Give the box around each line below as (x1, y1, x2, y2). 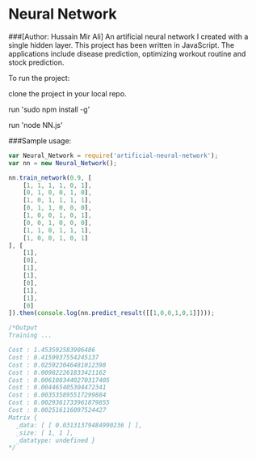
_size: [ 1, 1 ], (15, 428, 74, 437)
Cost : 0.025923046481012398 (8, 361, 107, 369)
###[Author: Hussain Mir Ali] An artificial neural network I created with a (8, 32, 249, 41)
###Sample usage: (8, 135, 72, 146)
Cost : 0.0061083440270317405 (8, 376, 111, 385)
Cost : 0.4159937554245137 (8, 353, 99, 361)
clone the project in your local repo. (8, 88, 127, 98)
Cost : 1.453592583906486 (8, 346, 95, 355)
